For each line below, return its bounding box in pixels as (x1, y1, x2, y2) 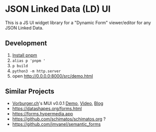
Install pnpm (12, 52, 38, 58)
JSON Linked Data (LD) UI (5, 3, 111, 15)
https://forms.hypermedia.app (12, 110, 74, 116)
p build (12, 63, 28, 68)
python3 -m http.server (12, 69, 61, 74)
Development (5, 39, 48, 48)
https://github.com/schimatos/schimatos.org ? (12, 116, 106, 122)
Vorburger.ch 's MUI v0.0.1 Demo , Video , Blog (12, 100, 104, 106)
